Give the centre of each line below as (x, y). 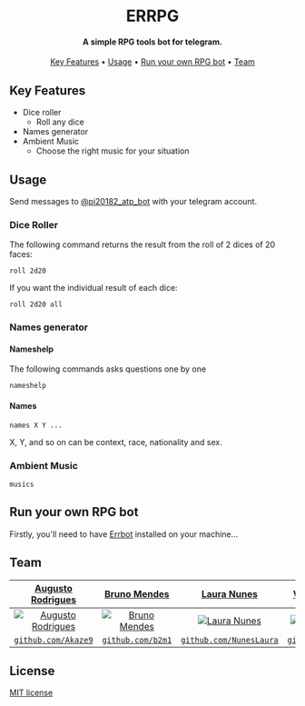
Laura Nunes (230, 593)
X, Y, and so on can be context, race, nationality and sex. (116, 442)
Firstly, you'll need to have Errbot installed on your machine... (124, 534)
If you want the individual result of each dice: (94, 288)
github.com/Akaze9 (54, 640)
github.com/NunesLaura (229, 640)
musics (22, 484)
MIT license (31, 693)
